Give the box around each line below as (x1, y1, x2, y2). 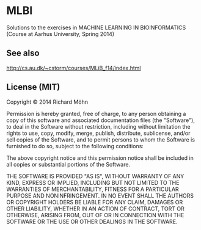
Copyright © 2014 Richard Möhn (6, 98, 89, 106)
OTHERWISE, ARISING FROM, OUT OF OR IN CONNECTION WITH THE (6, 211, 185, 218)
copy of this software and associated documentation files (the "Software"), (6, 117, 196, 124)
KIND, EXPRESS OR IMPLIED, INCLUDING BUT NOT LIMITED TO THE (6, 179, 180, 186)
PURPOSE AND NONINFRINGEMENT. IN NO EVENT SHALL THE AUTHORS (6, 192, 194, 199)
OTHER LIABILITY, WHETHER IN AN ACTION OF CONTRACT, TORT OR (6, 205, 185, 212)
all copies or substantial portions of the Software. (6, 160, 130, 168)
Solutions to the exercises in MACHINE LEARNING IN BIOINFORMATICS (6, 24, 186, 31)
